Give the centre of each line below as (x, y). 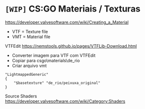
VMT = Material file (31, 37)
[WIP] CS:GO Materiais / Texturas (73, 9)
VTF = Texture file (30, 31)
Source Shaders (21, 96)
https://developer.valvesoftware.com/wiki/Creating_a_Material (67, 22)
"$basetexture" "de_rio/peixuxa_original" (57, 83)
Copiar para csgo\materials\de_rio (46, 60)
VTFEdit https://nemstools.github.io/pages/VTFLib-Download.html (71, 46)
